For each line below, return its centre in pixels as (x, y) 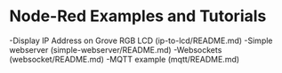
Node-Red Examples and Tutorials (138, 16)
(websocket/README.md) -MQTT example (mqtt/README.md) (125, 59)
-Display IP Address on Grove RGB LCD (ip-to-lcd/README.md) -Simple (141, 40)
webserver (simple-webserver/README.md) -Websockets (116, 49)
